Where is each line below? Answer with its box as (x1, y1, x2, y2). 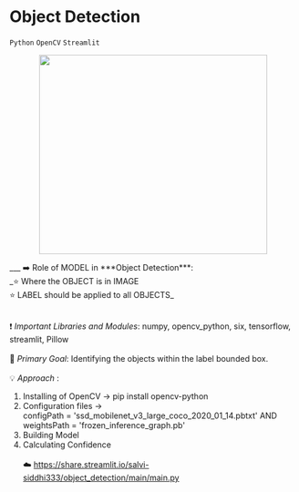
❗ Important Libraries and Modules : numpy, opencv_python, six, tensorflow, (9, 321, 292, 332)
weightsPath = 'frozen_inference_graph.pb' (22, 419, 185, 430)
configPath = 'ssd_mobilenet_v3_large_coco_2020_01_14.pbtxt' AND (22, 410, 278, 421)
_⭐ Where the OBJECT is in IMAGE (9, 275, 139, 286)
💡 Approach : (9, 372, 59, 384)
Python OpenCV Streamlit (9, 38, 100, 47)
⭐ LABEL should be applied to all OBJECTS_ (9, 289, 175, 300)
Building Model (22, 429, 79, 440)
